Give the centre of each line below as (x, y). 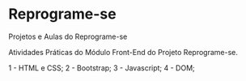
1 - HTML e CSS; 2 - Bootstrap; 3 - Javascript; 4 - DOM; (102, 68)
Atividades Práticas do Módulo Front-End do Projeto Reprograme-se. (123, 52)
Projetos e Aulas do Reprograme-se (68, 36)
